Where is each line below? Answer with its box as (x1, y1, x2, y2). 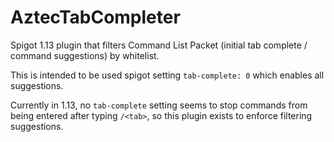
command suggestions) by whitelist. (10, 49, 160, 61)
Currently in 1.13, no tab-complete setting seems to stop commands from (10, 99, 308, 111)
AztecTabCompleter (10, 6, 181, 29)
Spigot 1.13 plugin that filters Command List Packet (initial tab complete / (10, 39, 308, 51)
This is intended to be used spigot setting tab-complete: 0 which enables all (10, 69, 325, 81)
